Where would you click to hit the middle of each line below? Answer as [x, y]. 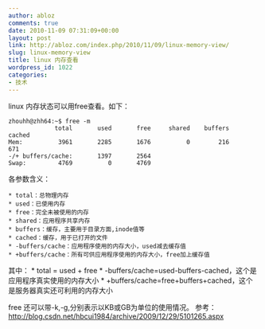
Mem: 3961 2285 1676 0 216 [119, 142]
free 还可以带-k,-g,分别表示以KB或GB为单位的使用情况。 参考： [112, 307]
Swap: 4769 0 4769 [80, 163]
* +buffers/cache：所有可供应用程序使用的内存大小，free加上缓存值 [109, 255]
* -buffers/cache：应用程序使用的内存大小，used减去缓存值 [97, 246]
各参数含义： [29, 178]
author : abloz [32, 16]
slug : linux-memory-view [49, 53]
